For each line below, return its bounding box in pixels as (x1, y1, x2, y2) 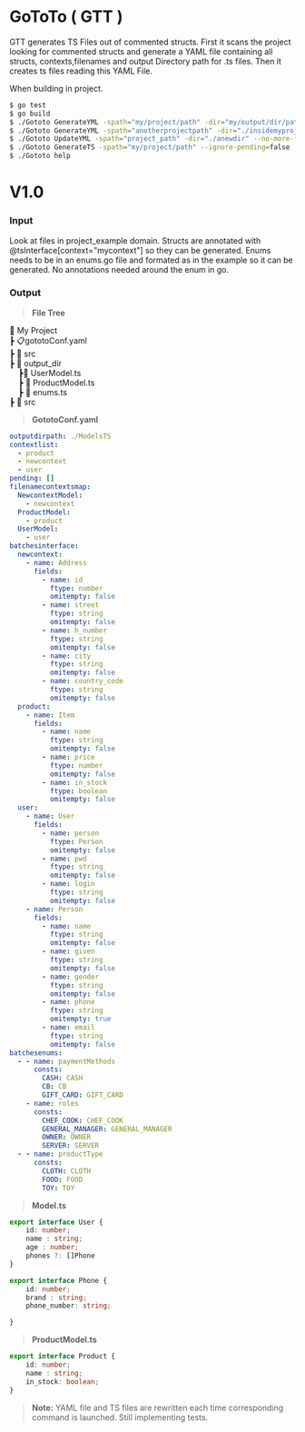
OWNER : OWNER (42, 1133, 92, 1142)
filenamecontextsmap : (9, 482, 92, 492)
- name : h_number (42, 625, 107, 635)
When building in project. (9, 83, 103, 94)
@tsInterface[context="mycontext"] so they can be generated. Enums (9, 244, 271, 255)
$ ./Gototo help (9, 152, 71, 161)
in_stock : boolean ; (25, 1377, 100, 1387)
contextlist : (9, 440, 59, 449)
